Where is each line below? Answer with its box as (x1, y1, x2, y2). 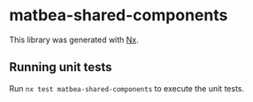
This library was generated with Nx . (9, 34, 139, 45)
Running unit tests (9, 60, 112, 75)
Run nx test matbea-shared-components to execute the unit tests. (9, 83, 245, 93)
